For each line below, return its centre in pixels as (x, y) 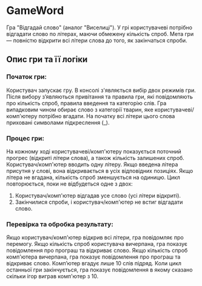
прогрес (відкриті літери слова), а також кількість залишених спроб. (96, 158)
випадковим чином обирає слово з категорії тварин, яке (80, 110)
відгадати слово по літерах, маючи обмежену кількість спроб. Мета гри (100, 33)
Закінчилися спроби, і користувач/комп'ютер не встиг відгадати (99, 202)
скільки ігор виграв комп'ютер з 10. (52, 276)
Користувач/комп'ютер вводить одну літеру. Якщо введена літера (92, 164)
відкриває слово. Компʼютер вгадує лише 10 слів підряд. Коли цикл (94, 263)
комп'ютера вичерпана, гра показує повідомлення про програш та (93, 257)
